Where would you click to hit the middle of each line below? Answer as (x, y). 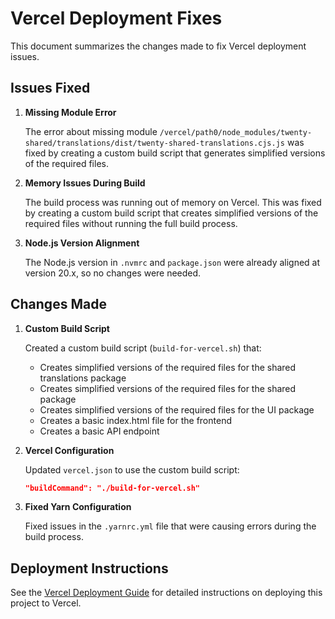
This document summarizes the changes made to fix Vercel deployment (158, 46)
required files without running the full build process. (131, 223)
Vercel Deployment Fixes (116, 18)
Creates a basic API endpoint (99, 431)
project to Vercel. (46, 603)
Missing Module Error (70, 112)
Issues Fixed (50, 88)
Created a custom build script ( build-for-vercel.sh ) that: (143, 348)
